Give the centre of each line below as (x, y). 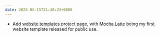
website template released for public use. (55, 29)
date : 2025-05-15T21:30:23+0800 (39, 10)
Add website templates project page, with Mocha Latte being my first (83, 24)
